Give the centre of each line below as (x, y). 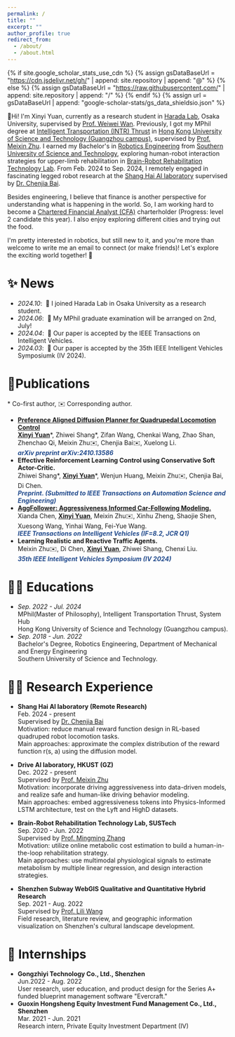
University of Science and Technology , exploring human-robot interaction (114, 153)
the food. (20, 226)
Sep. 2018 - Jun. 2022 (50, 636)
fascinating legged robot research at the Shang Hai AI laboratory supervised (117, 175)
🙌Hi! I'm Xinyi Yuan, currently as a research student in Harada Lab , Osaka (113, 116)
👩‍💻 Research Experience (80, 687)
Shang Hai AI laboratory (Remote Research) (82, 706)
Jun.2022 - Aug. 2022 (50, 981)
